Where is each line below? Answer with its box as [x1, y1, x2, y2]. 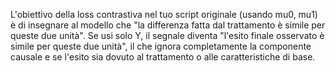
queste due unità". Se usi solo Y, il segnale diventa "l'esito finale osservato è [10, 30, 325, 41]
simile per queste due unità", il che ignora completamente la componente [10, 40, 312, 52]
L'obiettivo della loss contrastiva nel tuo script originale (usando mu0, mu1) [10, 9, 318, 20]
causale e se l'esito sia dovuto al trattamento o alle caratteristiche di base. [10, 51, 316, 63]
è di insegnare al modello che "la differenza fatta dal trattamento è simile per [10, 19, 326, 31]
